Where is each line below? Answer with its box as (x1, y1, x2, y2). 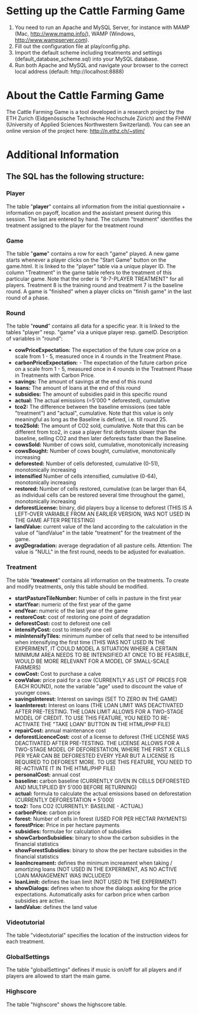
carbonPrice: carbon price (14, 809, 81, 816)
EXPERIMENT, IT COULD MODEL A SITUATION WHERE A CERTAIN (14, 645, 177, 652)
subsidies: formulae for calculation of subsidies (14, 828, 132, 835)
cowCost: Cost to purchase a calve (14, 670, 102, 677)
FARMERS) (14, 663, 41, 671)
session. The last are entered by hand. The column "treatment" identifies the (6, 215, 193, 222)
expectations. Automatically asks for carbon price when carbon (14, 891, 170, 898)
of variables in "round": (6, 335, 63, 342)
